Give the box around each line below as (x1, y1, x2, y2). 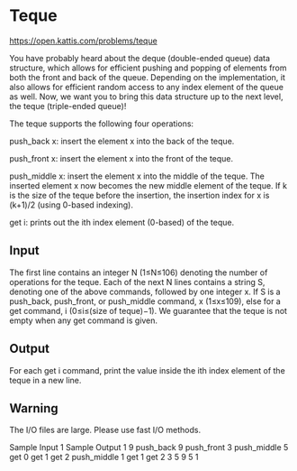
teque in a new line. (9, 374, 82, 385)
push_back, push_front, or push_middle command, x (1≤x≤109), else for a (9, 295, 281, 307)
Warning (9, 401, 58, 416)
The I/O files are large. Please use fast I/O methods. (9, 425, 201, 436)
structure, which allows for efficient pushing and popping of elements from (9, 62, 287, 73)
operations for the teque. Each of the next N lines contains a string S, (9, 276, 265, 287)
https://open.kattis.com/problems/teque (9, 35, 157, 46)
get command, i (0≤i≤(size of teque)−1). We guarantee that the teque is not (9, 305, 288, 316)
